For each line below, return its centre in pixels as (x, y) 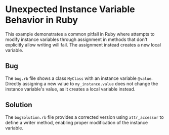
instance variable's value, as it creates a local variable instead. (70, 89)
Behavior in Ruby (42, 20)
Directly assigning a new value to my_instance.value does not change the (82, 83)
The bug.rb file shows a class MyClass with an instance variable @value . (79, 78)
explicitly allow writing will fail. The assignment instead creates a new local (83, 44)
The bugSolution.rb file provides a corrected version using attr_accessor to (85, 117)
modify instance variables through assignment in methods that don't (76, 39)
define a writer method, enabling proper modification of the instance (77, 122)
